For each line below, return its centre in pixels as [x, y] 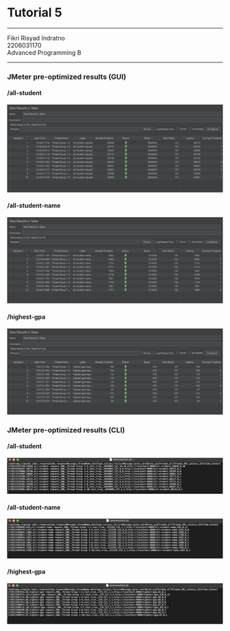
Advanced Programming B [44, 52]
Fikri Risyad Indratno [36, 38]
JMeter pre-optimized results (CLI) [66, 430]
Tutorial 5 [35, 13]
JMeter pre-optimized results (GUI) [67, 77]
